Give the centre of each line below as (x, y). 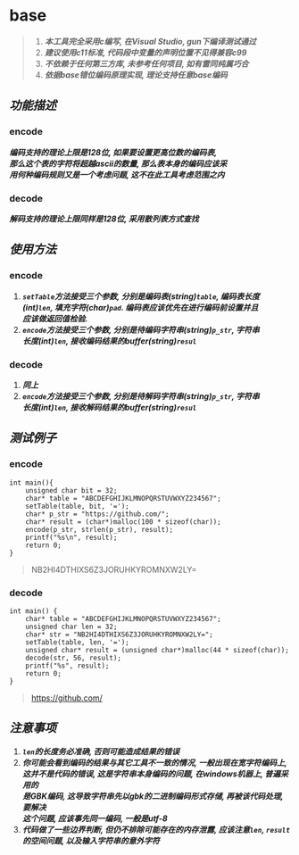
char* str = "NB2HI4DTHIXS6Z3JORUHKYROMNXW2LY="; (120, 635)
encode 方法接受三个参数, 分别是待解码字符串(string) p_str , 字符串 (141, 396)
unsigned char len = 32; (71, 627)
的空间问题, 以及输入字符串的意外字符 (91, 841)
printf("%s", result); (67, 666)
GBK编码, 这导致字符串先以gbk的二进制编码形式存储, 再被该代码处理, (157, 796)
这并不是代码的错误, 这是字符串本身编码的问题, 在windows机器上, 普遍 (151, 774)
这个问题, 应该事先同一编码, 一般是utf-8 (95, 818)
